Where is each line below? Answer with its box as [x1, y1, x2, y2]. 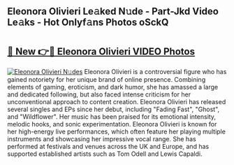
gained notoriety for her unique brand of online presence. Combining [7, 76, 206, 83]
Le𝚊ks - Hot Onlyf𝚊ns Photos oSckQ [7, 17, 169, 29]
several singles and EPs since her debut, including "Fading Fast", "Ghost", [7, 105, 220, 113]
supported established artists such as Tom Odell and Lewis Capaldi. [7, 150, 203, 158]
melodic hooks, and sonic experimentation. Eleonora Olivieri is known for [7, 120, 217, 128]
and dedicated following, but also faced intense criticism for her [7, 90, 191, 99]
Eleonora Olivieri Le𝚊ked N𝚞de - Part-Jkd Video [7, 6, 219, 17]
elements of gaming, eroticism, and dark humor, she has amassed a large [7, 83, 219, 91]
